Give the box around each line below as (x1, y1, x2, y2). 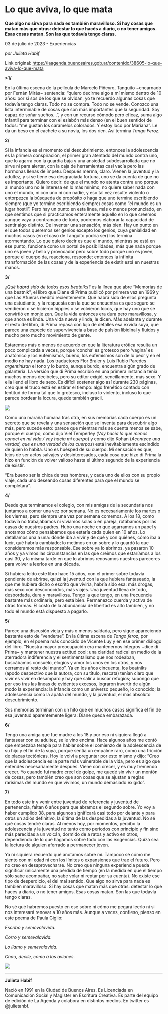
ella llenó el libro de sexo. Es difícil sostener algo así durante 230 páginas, (5, 379, 157, 385)
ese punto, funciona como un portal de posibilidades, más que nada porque (5, 243, 161, 249)
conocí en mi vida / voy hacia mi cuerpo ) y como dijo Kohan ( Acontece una (5, 436, 161, 442)
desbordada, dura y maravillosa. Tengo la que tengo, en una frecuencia (5, 592, 152, 598)
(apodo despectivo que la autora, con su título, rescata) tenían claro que (5, 670, 154, 676)
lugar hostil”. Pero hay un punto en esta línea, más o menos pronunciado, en (5, 206, 162, 212)
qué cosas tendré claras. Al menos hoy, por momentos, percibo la (5, 820, 141, 826)
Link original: (5, 60, 31, 66)
